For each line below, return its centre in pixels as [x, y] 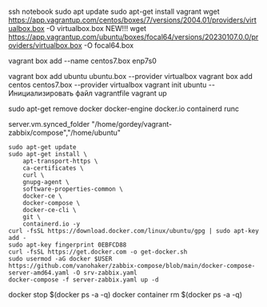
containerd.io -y [52, 224]
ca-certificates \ [53, 168]
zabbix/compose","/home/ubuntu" [65, 132]
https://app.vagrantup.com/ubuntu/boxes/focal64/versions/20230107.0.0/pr [133, 37]
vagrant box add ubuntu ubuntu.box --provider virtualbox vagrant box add [131, 76]
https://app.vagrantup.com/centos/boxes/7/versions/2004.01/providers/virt [133, 20]
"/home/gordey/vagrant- [132, 124]
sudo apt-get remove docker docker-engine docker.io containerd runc [124, 108]
